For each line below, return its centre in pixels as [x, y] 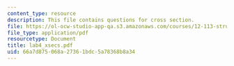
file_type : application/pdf [48, 33]
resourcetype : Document [42, 39]
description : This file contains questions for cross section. [101, 20]
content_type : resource [42, 13]
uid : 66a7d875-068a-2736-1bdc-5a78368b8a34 [71, 52]
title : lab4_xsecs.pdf [40, 45]
